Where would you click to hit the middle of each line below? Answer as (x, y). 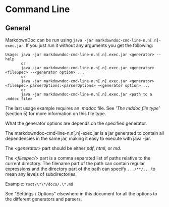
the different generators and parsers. (44, 199)
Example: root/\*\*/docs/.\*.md (39, 184)
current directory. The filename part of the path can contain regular (75, 163)
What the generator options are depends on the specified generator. (76, 123)
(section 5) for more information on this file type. (56, 114)
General (18, 28)
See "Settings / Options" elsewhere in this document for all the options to (81, 194)
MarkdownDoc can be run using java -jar (49, 40)
